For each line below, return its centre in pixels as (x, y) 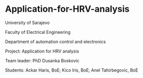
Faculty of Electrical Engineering (38, 32)
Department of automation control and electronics (56, 41)
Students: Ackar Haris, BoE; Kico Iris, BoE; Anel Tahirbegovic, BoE (72, 70)
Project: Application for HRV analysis (42, 51)
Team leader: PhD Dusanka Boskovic (42, 60)
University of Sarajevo (27, 23)
